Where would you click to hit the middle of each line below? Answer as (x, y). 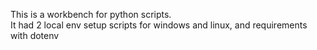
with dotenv (35, 35)
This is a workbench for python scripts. (91, 14)
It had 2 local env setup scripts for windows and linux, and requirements (159, 25)
